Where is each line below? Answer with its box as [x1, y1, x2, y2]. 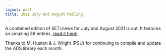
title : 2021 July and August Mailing [5, 12, 83, 17]
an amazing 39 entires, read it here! [5, 30, 78, 36]
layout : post [5, 7, 32, 12]
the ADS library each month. [5, 45, 63, 51]
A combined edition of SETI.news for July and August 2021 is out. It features [5, 25, 161, 31]
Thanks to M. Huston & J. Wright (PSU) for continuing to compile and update [5, 40, 161, 46]
